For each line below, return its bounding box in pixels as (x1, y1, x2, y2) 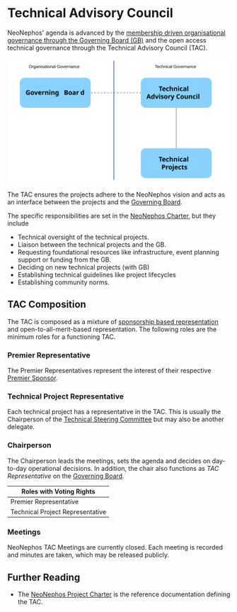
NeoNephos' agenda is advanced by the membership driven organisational (7, 28, 226, 37)
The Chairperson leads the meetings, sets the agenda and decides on (7, 456, 211, 465)
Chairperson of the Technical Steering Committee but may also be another (7, 415, 224, 423)
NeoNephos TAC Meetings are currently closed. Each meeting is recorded (7, 543, 224, 552)
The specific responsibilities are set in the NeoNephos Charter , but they (7, 211, 216, 220)
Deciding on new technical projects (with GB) (17, 262, 150, 271)
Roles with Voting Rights (21, 487, 96, 496)
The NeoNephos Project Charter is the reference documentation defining (17, 590, 231, 599)
